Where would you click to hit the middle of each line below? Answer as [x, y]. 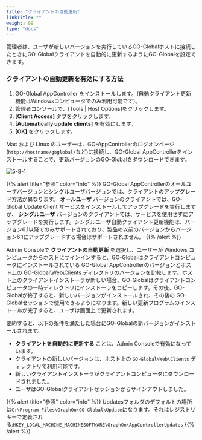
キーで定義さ [22, 417]
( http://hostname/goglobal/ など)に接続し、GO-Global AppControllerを [94, 151]
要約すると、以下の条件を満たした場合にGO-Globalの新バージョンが [90, 323]
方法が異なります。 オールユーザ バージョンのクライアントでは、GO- [97, 199]
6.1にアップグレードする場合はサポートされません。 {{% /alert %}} [99, 237]
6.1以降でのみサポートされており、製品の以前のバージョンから [99, 229]
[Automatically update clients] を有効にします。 [76, 123]
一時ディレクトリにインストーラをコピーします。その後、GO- [109, 287]
